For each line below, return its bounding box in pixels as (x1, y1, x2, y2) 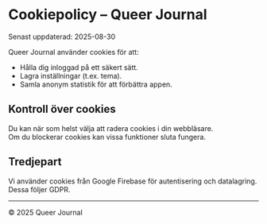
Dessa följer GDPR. (8, 184, 71, 194)
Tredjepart (8, 155, 62, 168)
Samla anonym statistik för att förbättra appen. (19, 79, 172, 89)
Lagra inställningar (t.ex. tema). (19, 71, 122, 80)
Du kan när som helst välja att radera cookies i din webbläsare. (8, 123, 214, 133)
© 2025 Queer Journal (8, 207, 83, 217)
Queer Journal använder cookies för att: (8, 47, 139, 56)
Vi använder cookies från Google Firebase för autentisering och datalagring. (8, 176, 257, 186)
